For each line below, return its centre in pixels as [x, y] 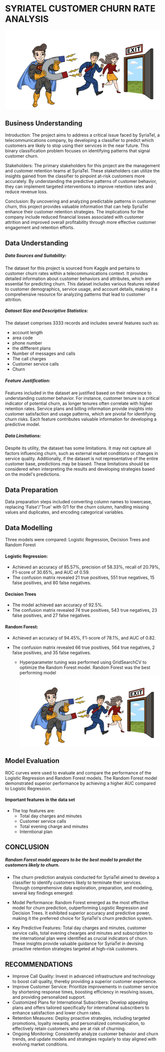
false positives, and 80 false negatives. [52, 583]
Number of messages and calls [44, 353]
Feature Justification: [28, 381]
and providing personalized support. [49, 997]
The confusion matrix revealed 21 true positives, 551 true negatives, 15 [83, 578]
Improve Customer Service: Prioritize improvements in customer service [85, 986]
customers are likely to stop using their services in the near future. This [77, 145]
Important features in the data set [40, 800]
